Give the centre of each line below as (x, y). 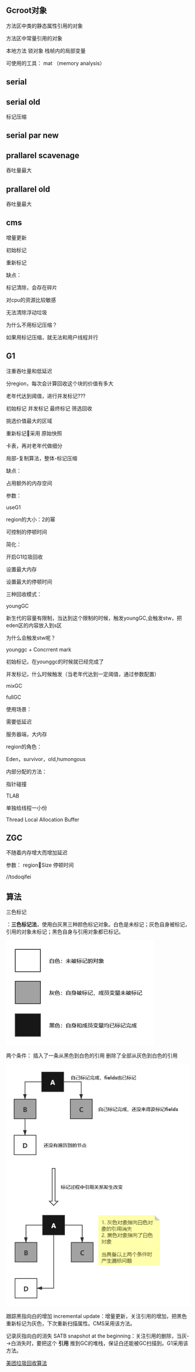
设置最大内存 (21, 569)
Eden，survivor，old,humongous (46, 759)
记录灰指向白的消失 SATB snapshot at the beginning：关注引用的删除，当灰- (98, 1336)
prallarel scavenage (43, 155)
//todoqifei (19, 877)
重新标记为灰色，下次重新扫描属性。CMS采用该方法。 (71, 1323)
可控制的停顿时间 (27, 532)
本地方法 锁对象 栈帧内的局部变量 (46, 50)
